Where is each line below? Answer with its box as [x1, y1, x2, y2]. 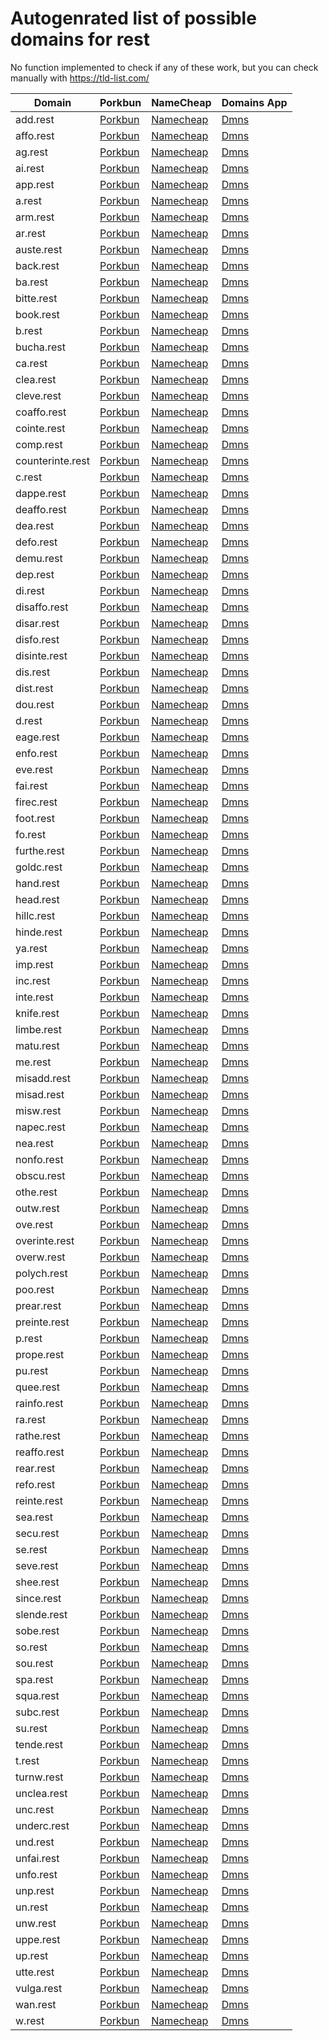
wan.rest [15, 1997, 57, 2011]
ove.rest [15, 1217, 54, 1231]
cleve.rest [15, 388, 62, 402]
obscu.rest [15, 1168, 66, 1182]
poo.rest [15, 1282, 55, 1296]
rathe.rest [15, 1428, 62, 1442]
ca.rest [15, 356, 48, 370]
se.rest [15, 1542, 48, 1556]
